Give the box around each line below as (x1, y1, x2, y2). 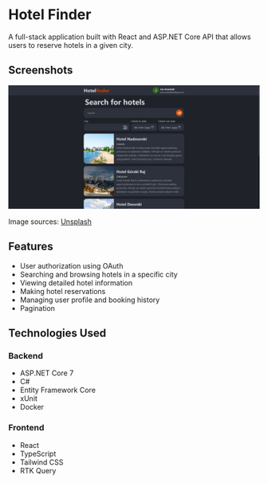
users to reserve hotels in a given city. (8, 40, 134, 49)
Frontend (8, 422, 45, 434)
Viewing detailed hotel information (19, 277, 133, 288)
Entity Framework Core (19, 385, 96, 395)
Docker (19, 402, 45, 412)
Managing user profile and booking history (19, 295, 160, 304)
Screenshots (8, 64, 73, 77)
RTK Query (19, 465, 57, 475)
